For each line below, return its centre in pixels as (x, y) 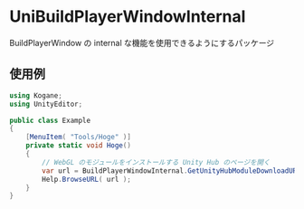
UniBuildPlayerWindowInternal (128, 17)
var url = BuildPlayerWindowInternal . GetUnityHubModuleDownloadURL (171, 171)
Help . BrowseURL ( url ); (86, 179)
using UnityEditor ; (46, 104)
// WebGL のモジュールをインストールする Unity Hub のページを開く (156, 162)
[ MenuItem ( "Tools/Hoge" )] (78, 138)
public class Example (50, 120)
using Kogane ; (36, 95)
